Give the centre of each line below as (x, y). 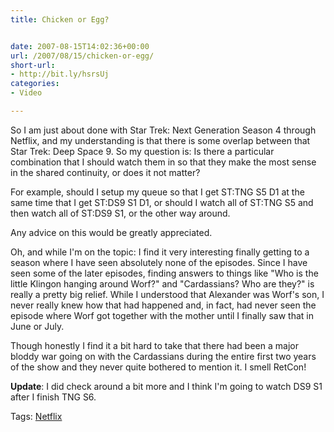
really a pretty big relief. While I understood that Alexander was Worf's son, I (167, 294)
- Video (26, 93)
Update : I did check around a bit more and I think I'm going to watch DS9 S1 (166, 386)
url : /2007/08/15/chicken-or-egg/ (82, 56)
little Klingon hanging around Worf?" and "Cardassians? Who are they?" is (162, 283)
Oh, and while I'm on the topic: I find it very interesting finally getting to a (160, 252)
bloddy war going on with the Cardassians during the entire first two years (163, 356)
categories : (35, 84)
